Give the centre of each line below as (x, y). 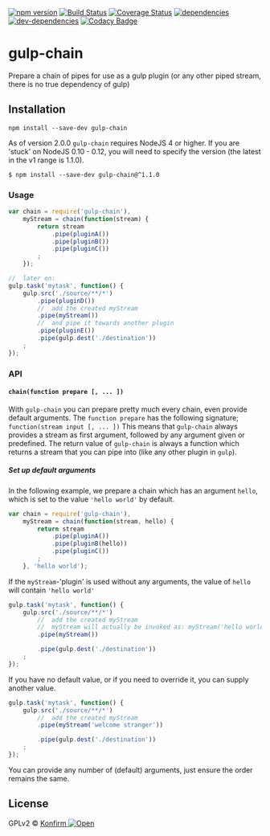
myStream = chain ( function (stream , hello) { (98, 521)
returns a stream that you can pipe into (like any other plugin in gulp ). (123, 452)
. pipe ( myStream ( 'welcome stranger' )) (100, 725)
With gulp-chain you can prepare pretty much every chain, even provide (128, 409)
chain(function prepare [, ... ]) (66, 392)
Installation (37, 110)
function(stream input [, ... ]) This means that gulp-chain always (123, 426)
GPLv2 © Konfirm (37, 823)
